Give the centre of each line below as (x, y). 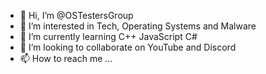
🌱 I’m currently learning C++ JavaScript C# (108, 36)
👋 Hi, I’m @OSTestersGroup (76, 15)
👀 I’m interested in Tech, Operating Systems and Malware (138, 26)
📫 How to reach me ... (66, 58)
